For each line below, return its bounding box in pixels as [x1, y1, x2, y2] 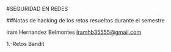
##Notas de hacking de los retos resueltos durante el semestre [6, 17, 165, 24]
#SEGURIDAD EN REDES [6, 5, 68, 12]
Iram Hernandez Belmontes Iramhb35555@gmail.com [6, 28, 142, 36]
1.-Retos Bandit [6, 41, 45, 47]
